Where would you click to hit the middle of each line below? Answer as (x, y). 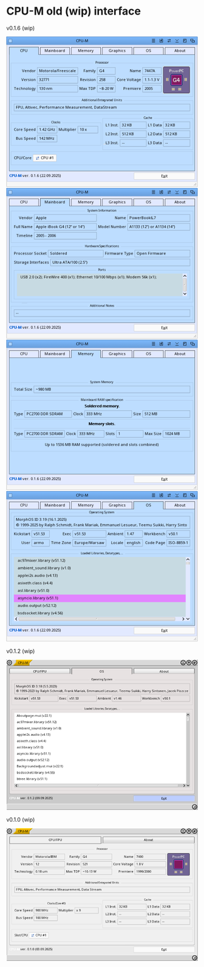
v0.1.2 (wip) (21, 651)
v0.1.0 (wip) (21, 819)
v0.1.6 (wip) (21, 28)
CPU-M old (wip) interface (74, 11)
